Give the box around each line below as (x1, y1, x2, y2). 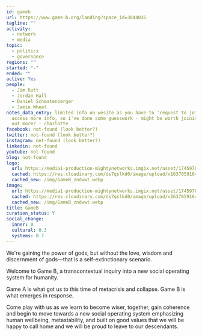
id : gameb (6, 8, 31, 15)
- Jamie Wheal (11, 104, 47, 110)
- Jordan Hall (11, 93, 47, 99)
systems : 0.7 (11, 232, 44, 238)
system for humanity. (6, 273, 59, 281)
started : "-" (6, 64, 39, 71)
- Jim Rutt (11, 87, 39, 93)
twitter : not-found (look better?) (6, 132, 96, 138)
